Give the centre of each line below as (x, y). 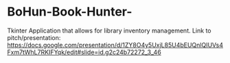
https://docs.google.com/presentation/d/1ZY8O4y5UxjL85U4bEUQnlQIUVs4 (115, 45)
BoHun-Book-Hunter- (70, 12)
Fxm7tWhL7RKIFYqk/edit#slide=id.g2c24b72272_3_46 (84, 52)
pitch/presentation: (34, 37)
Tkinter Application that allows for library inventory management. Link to (109, 30)
